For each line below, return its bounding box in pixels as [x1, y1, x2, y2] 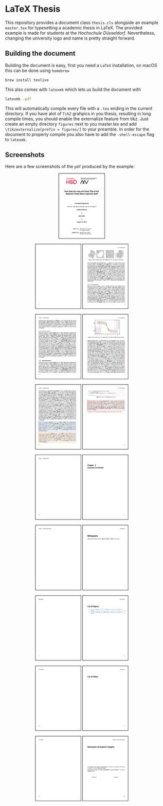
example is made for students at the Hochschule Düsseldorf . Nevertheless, [5, 30, 156, 36]
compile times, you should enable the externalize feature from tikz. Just [5, 116, 149, 122]
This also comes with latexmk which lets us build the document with [5, 87, 141, 92]
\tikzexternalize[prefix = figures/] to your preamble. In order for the [5, 126, 149, 132]
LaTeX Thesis [5, 3, 61, 15]
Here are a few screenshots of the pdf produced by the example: [5, 164, 135, 170]
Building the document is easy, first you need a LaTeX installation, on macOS [5, 62, 157, 68]
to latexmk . [5, 136, 27, 142]
